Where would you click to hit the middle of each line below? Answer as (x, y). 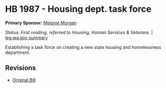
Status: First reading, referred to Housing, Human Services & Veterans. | (79, 32)
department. (18, 52)
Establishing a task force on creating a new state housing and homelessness (83, 47)
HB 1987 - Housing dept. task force (78, 9)
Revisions (21, 68)
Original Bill (24, 80)
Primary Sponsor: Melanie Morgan (41, 23)
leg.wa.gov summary (27, 38)
